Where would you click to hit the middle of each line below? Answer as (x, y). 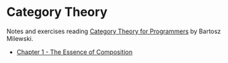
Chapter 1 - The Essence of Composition (74, 52)
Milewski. (20, 38)
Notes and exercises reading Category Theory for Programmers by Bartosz (114, 31)
